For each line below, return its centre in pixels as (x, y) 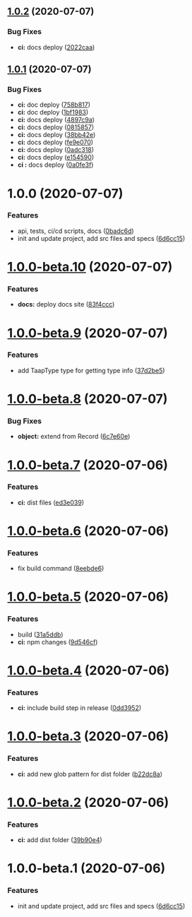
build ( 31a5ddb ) (40, 634)
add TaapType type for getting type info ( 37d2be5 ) (91, 370)
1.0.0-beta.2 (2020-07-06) (88, 802)
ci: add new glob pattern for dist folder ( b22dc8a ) (90, 774)
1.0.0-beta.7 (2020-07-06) (88, 465)
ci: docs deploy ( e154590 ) (55, 158)
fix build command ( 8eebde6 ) (61, 569)
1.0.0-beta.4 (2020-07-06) (89, 670)
